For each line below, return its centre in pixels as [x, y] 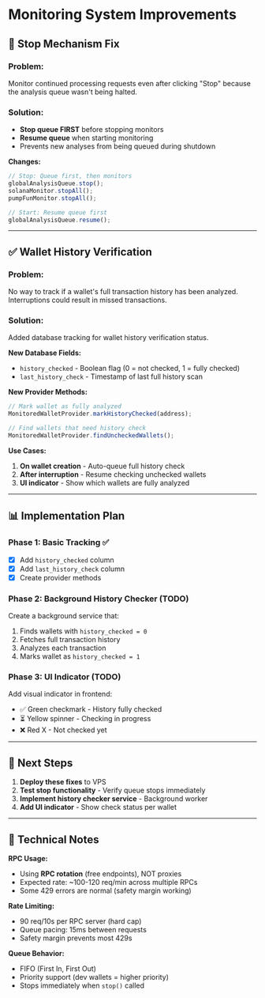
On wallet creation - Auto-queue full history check [102, 466]
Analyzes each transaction [63, 648]
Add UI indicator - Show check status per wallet [98, 807]
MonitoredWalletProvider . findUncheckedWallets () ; [91, 436]
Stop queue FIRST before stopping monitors [91, 130]
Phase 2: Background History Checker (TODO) [99, 599]
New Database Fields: [45, 353]
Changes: [24, 162]
